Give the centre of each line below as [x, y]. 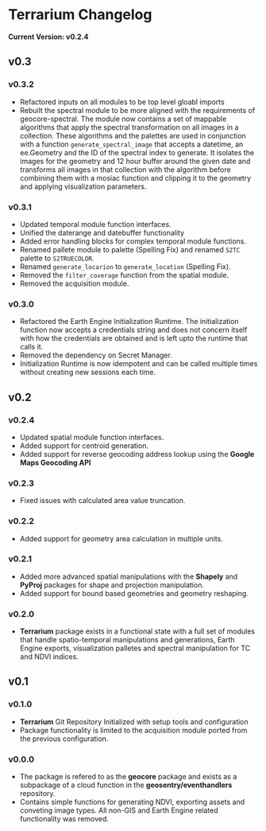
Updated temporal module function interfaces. [96, 224]
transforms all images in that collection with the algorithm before [125, 170]
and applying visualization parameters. [83, 186]
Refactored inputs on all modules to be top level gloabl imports [122, 102]
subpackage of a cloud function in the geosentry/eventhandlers [126, 785]
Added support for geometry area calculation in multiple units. [121, 538]
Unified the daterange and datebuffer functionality [102, 232]
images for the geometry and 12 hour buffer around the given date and [135, 161]
